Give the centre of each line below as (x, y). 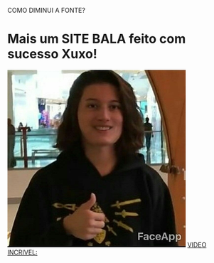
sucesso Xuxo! (52, 54)
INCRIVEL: (22, 252)
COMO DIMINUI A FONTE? (46, 10)
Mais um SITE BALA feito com (97, 39)
